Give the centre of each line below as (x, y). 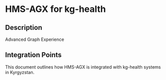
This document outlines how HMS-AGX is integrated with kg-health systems (83, 67)
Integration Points (34, 55)
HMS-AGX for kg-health (55, 9)
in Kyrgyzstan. (20, 72)
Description (24, 28)
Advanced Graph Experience (35, 39)
